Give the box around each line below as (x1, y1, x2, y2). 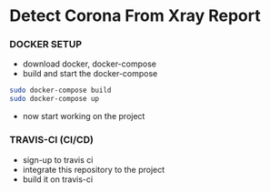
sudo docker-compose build (9, 86, 112, 96)
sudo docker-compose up (9, 95, 100, 104)
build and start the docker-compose (22, 68, 158, 79)
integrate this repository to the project (22, 164, 165, 175)
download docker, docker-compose (22, 58, 157, 69)
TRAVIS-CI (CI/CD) (9, 134, 94, 147)
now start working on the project (22, 111, 145, 122)
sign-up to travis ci (22, 154, 94, 165)
